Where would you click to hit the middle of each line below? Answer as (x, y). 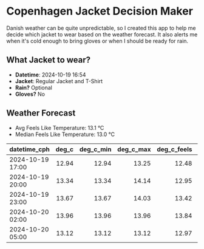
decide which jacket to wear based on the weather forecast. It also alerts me (102, 34)
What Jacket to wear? (49, 60)
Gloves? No (30, 94)
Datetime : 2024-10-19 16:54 (50, 75)
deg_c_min (95, 149)
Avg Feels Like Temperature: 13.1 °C (59, 128)
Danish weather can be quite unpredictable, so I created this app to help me (101, 28)
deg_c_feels (175, 149)
